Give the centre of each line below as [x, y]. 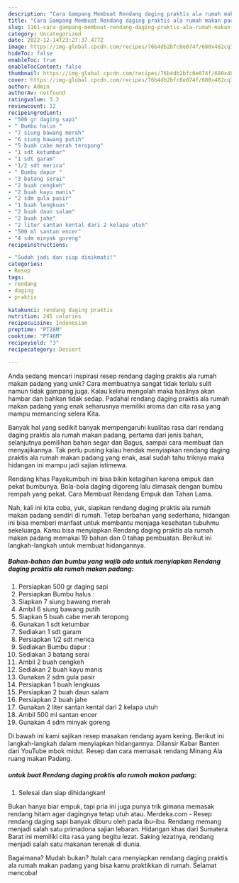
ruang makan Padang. [40, 759]
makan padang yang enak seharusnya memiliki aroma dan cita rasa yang [114, 406]
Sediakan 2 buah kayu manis [60, 670]
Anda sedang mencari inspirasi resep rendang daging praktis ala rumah [112, 376]
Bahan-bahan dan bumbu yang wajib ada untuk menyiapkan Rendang [115, 562]
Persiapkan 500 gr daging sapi [63, 587]
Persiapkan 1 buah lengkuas [59, 684]
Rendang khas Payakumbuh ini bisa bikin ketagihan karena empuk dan [111, 479]
